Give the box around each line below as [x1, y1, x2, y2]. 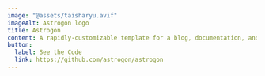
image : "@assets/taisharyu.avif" [7, 11, 118, 20]
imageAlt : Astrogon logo [7, 19, 89, 27]
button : [7, 41, 33, 49]
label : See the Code [14, 48, 82, 56]
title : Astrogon [7, 26, 61, 34]
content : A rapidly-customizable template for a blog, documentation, [7, 33, 245, 42]
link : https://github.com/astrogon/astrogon [14, 56, 164, 64]
